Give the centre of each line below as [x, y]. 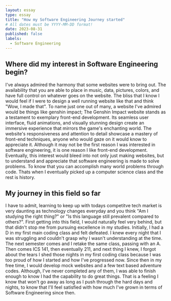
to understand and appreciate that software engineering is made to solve [82, 161]
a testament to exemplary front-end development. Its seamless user [77, 117]
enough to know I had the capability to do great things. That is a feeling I [82, 276]
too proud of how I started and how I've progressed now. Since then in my [84, 260]
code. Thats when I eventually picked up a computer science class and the [84, 172]
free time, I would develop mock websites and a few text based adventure [83, 266]
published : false [24, 34]
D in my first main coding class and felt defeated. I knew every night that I [83, 233]
